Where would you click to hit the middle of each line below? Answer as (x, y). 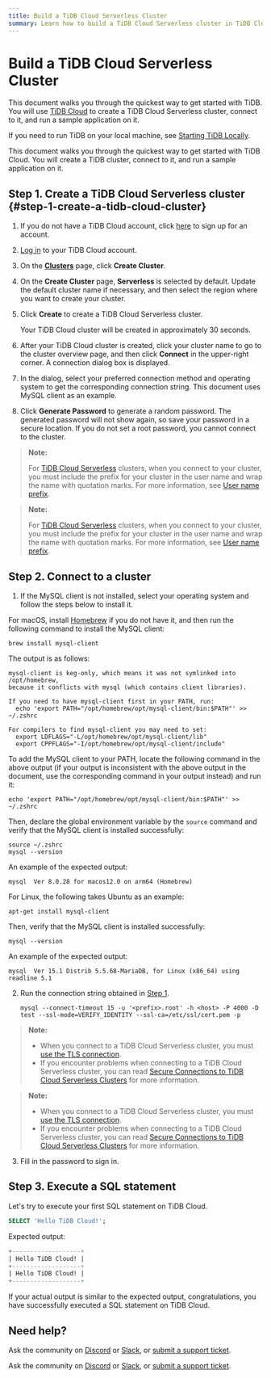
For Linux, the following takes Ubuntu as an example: (96, 897)
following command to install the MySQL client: (87, 629)
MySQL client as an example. (68, 396)
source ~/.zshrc (35, 845)
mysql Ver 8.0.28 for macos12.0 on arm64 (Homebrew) (101, 882)
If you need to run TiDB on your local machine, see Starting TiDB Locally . (129, 136)
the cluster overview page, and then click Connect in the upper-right (134, 354)
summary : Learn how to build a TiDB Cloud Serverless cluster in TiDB (129, 23)
